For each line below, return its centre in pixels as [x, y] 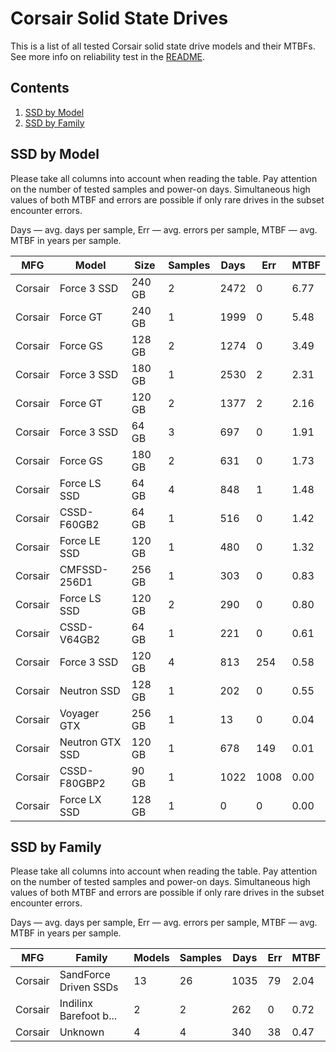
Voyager [79, 713]
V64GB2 [80, 639]
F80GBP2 [82, 783]
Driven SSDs [89, 987]
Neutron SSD [90, 690]
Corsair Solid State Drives [119, 18]
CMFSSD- [84, 569]
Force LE [80, 540]
